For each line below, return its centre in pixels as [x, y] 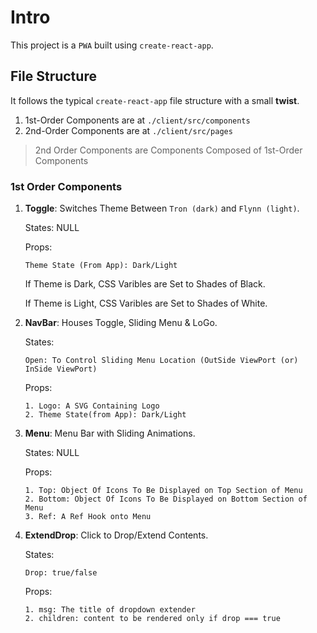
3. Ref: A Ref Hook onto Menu [88, 517]
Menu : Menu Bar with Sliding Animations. [110, 433]
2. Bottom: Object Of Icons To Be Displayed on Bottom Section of [166, 499]
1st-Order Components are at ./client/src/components [137, 120]
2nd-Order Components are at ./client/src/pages [128, 130]
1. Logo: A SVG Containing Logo [92, 406]
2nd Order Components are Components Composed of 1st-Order [168, 150]
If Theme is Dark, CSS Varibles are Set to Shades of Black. [145, 284]
